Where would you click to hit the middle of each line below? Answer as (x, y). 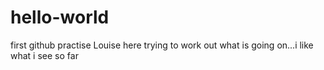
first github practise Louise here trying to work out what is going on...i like (162, 45)
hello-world (60, 17)
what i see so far (44, 55)
